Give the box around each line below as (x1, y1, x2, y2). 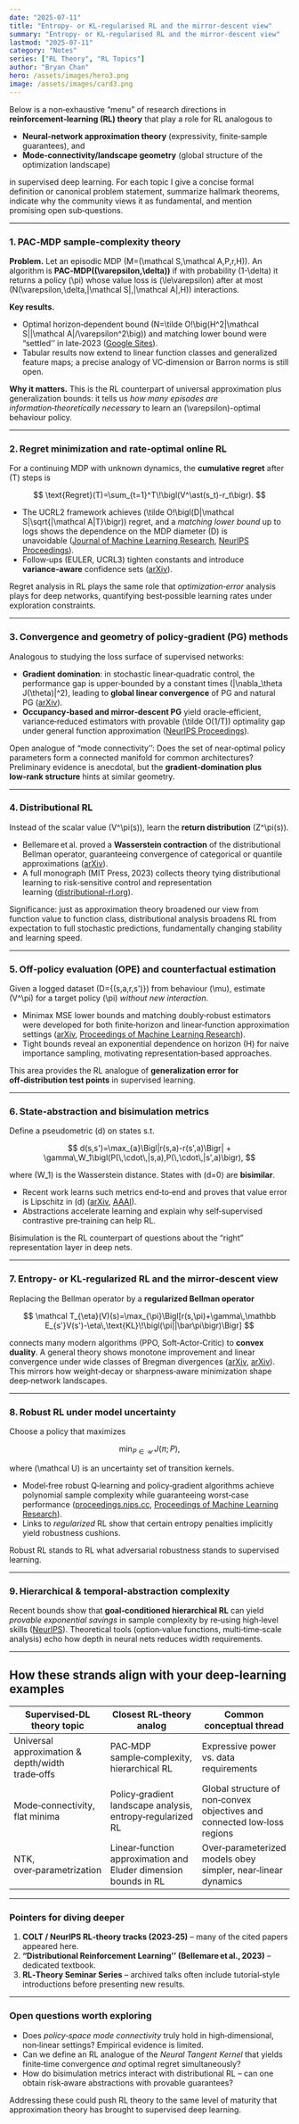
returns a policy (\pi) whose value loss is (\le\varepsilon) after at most (9, 274, 263, 286)
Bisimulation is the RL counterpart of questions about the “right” (9, 1232, 244, 1243)
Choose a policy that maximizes (9, 1426, 126, 1437)
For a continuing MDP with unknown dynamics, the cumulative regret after (9, 463, 285, 474)
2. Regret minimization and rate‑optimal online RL (9, 443, 227, 455)
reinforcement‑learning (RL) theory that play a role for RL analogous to (9, 113, 273, 124)
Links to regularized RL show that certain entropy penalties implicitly (21, 1518, 273, 1529)
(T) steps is (9, 472, 51, 483)
